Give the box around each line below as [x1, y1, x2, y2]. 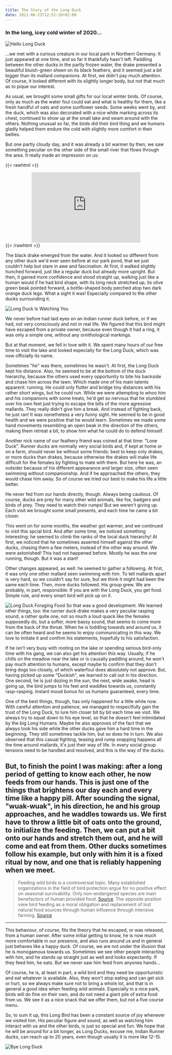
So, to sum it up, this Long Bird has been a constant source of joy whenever [5, 1012, 165, 1018]
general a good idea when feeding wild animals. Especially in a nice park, [5, 985, 160, 992]
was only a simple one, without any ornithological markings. [5, 332, 132, 338]
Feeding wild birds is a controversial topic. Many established [17, 880, 146, 886]
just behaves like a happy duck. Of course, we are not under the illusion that [5, 943, 166, 949]
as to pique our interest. [5, 83, 56, 90]
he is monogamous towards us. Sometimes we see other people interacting [5, 949, 165, 955]
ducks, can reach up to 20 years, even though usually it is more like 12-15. [5, 1034, 161, 1040]
